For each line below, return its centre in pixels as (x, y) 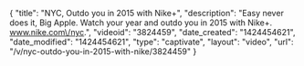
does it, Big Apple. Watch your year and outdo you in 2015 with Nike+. (141, 23)
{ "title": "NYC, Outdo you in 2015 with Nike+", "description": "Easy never (147, 13)
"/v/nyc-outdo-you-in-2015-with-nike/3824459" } (103, 52)
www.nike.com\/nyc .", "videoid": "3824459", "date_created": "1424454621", (152, 32)
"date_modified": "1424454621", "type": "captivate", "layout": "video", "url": (152, 42)
